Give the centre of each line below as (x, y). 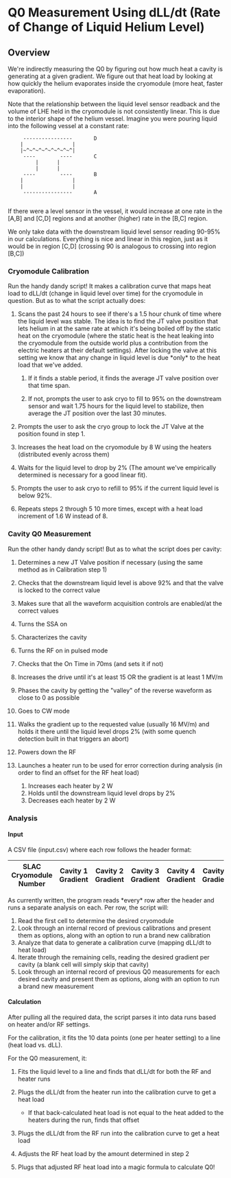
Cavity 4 (181, 870)
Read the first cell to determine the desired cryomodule (96, 920)
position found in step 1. (51, 434)
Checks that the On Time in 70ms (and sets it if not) (90, 663)
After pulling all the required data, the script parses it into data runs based (112, 1017)
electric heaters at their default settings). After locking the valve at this (117, 350)
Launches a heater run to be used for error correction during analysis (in (120, 765)
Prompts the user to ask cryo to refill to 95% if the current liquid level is (118, 489)
